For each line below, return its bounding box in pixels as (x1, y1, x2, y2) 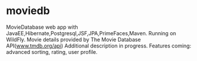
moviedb (6, 4, 50, 18)
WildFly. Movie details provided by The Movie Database (6, 36, 141, 43)
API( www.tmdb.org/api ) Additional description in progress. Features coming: (6, 42, 192, 49)
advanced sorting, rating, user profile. (6, 48, 98, 55)
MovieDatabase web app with (6, 23, 78, 30)
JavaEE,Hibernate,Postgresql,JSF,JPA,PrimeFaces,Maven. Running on (6, 29, 176, 36)
